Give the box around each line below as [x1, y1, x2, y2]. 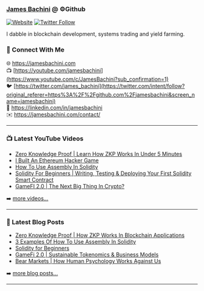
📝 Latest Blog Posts [6, 217, 65, 226]
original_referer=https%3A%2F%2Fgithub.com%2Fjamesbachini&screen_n [6, 91, 195, 98]
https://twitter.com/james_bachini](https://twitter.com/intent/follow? [15, 82, 185, 89]
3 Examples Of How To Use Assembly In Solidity [15, 238, 137, 245]
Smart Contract [15, 176, 54, 183]
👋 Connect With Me [6, 46, 65, 54]
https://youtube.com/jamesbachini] [15, 66, 103, 74]
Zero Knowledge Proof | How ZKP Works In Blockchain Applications [15, 231, 185, 239]
